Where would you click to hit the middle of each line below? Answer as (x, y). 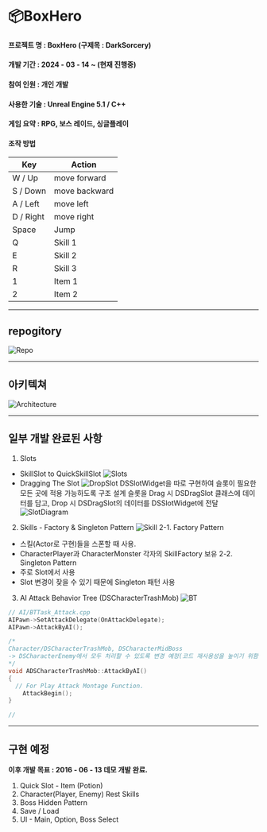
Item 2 (66, 294)
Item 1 (66, 281)
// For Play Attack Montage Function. (80, 686)
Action (84, 164)
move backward (84, 191)
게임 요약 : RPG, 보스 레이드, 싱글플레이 (69, 124)
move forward (80, 178)
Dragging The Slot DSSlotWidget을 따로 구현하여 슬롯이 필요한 (138, 483)
